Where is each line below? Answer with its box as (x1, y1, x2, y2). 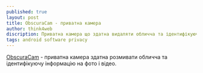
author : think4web (6, 25, 53, 32)
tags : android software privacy (6, 37, 88, 43)
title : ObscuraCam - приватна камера (6, 20, 101, 26)
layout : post (6, 14, 39, 21)
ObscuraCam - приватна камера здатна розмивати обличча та (6, 54, 168, 60)
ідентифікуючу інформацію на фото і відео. (6, 60, 117, 67)
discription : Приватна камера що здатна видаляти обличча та (6, 31, 164, 37)
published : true (6, 8, 47, 15)
